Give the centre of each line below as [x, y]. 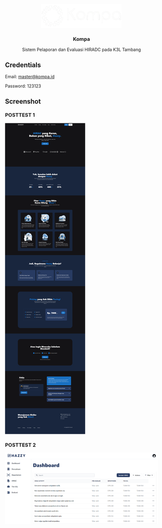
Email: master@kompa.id [30, 77]
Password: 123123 [23, 86]
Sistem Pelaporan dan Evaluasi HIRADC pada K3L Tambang [81, 50]
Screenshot [23, 101]
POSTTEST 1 [20, 115]
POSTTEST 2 [21, 445]
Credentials [23, 65]
